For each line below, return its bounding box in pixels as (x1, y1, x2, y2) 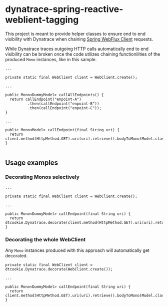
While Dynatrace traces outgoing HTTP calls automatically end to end (5, 46, 149, 52)
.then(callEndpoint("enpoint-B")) (27, 101, 99, 106)
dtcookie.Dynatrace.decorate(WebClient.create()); (5, 266, 113, 271)
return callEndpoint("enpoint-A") (9, 97, 81, 102)
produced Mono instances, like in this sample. (5, 56, 97, 62)
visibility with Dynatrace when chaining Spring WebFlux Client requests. (5, 36, 153, 42)
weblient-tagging (5, 14, 79, 26)
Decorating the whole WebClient (5, 236, 86, 243)
